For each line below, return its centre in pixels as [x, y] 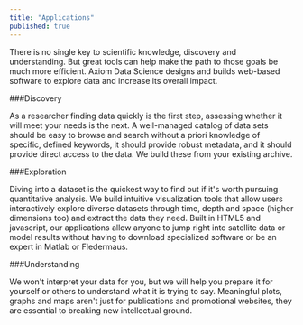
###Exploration [38, 172]
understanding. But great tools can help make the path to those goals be [144, 61]
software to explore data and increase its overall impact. [114, 80]
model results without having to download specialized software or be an [143, 237]
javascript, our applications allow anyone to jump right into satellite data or [147, 227]
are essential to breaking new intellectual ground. [101, 310]
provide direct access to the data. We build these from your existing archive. [151, 153]
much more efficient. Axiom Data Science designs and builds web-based [145, 71]
